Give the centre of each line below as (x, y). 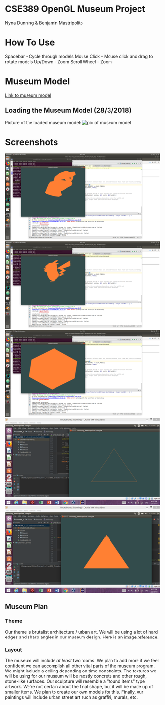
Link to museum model (28, 95)
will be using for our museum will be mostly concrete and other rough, (76, 676)
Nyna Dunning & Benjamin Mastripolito (44, 23)
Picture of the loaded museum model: (43, 122)
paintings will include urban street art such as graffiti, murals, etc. (71, 697)
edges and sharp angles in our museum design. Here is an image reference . (82, 637)
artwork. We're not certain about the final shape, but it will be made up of (79, 687)
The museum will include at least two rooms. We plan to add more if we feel (82, 661)
